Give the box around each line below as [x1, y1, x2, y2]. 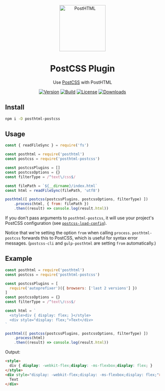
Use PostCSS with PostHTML [53, 79, 112, 85]
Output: [5, 349, 21, 355]
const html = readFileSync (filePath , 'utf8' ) [5, 188, 100, 193]
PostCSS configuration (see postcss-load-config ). [5, 220, 107, 226]
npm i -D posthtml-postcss [5, 116, 60, 121]
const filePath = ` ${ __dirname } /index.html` [5, 183, 98, 188]
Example [5, 254, 32, 263]
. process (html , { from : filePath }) [14, 202, 89, 207]
